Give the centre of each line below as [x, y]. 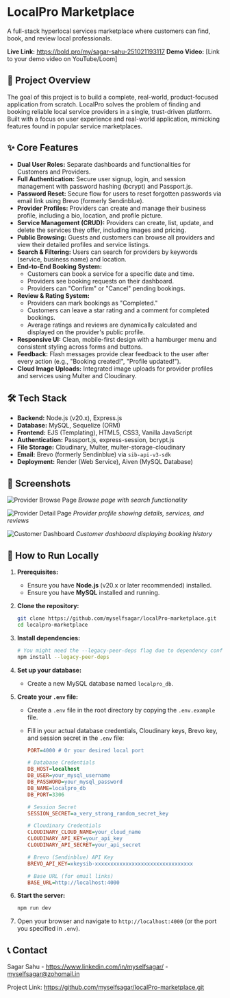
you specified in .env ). [49, 929]
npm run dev [34, 908]
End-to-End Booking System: [60, 266]
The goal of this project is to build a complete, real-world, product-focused [113, 97]
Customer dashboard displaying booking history [144, 534]
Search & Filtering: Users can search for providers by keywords [107, 252]
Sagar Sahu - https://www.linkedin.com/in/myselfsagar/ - [88, 967]
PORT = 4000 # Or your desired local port [86, 750]
